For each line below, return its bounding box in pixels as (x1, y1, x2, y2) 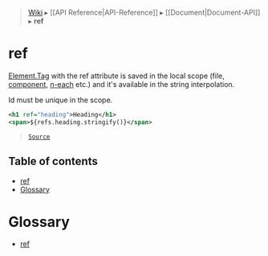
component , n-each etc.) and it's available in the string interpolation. (8, 79, 235, 89)
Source (27, 133, 51, 141)
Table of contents (8, 155, 98, 168)
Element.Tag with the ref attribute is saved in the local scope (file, (8, 71, 225, 81)
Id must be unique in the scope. (8, 95, 113, 105)
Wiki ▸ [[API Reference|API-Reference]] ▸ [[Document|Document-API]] (27, 8, 261, 17)
